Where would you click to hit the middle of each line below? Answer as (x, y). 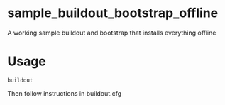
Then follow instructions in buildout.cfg (65, 93)
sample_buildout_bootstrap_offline (113, 13)
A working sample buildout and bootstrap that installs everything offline (112, 33)
